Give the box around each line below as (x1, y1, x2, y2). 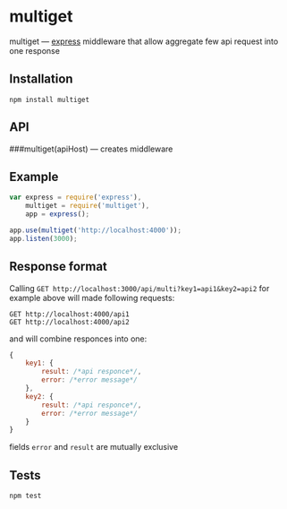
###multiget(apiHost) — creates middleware (9, 143, 173, 154)
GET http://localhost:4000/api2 (9, 317, 130, 326)
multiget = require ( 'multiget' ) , (25, 202, 150, 211)
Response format (9, 259, 107, 274)
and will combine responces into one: (9, 333, 148, 344)
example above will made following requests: (9, 292, 175, 303)
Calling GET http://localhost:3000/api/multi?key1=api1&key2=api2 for (9, 282, 270, 293)
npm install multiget (9, 95, 90, 104)
